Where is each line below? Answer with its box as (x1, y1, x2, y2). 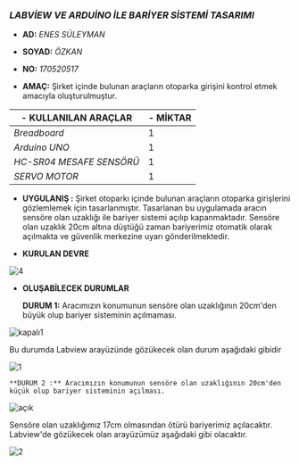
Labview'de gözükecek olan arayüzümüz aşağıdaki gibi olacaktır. (9, 429, 248, 440)
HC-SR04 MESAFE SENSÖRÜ (13, 156, 140, 169)
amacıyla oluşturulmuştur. (21, 90, 118, 102)
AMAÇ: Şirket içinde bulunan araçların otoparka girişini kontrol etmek (21, 81, 278, 92)
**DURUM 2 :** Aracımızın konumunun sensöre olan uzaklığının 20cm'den (9, 379, 281, 388)
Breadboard (13, 127, 64, 139)
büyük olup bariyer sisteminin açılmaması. (21, 310, 177, 320)
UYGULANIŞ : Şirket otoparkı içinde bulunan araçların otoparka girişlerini (21, 193, 291, 204)
